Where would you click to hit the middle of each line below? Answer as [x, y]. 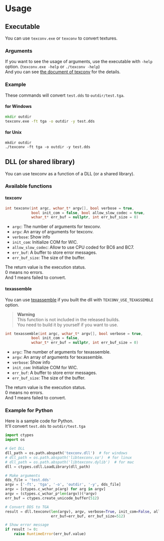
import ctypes [20, 435]
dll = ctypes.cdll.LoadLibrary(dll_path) [48, 467]
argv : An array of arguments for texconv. [53, 232]
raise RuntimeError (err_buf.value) [50, 534]
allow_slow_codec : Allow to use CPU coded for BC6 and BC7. [73, 248]
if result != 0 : [21, 530]
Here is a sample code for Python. [39, 421]
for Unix [13, 132]
